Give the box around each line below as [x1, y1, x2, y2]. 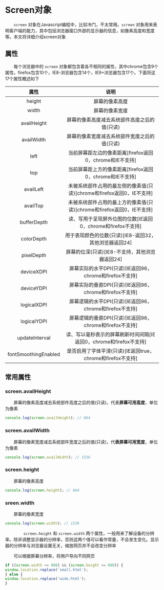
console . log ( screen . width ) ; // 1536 [5, 521, 80, 526]
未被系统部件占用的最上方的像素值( [68, 199, 149, 205]
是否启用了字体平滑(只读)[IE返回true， [66, 347, 155, 354]
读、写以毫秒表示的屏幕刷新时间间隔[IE [65, 331, 156, 338]
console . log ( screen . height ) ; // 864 [5, 488, 80, 493]
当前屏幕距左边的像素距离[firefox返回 [68, 149, 154, 156]
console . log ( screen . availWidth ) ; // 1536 [5, 454, 91, 460]
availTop [24, 202, 44, 209]
